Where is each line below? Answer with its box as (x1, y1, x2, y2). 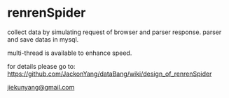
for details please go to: (7, 62, 76, 70)
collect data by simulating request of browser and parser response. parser (7, 28, 222, 36)
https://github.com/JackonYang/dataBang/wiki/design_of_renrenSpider (7, 70, 212, 78)
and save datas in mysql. (7, 35, 79, 43)
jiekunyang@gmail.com (7, 83, 75, 91)
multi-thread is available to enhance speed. (7, 49, 132, 57)
